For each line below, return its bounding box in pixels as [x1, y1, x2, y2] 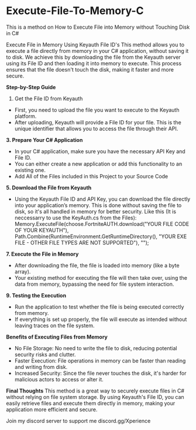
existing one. [14, 166, 46, 174]
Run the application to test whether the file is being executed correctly [14, 303, 184, 310]
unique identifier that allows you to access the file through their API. [14, 125, 178, 132]
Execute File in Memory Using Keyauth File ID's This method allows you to [6, 41, 185, 48]
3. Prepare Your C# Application [6, 136, 83, 143]
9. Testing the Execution [6, 292, 66, 299]
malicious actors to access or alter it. [14, 375, 104, 382]
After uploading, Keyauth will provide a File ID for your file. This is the [14, 118, 181, 126]
